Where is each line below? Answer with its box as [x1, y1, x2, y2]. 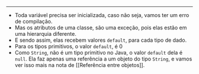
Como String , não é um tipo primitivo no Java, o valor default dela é [14, 49, 182, 56]
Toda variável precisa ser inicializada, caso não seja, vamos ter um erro [14, 12, 190, 18]
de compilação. [14, 18, 53, 25]
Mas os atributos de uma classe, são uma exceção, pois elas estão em [14, 24, 187, 31]
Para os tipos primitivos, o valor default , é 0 [14, 43, 123, 50]
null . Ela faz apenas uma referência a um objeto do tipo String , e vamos [14, 55, 192, 62]
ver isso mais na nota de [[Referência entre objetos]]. [14, 62, 145, 68]
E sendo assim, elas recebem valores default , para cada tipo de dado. [14, 36, 187, 43]
